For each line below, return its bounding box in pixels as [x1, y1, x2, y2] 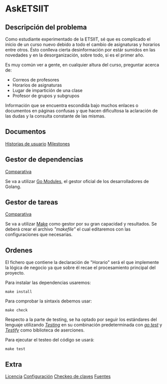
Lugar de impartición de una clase [12, 87, 83, 93]
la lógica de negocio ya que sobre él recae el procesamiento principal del [5, 264, 156, 270]
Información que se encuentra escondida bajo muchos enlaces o [5, 102, 139, 108]
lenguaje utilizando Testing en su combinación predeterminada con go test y [5, 322, 163, 328]
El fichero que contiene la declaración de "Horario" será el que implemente [5, 259, 160, 265]
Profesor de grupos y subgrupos [12, 93, 80, 98]
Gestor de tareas [5, 198, 58, 206]
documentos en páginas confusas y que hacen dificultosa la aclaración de [5, 108, 158, 113]
